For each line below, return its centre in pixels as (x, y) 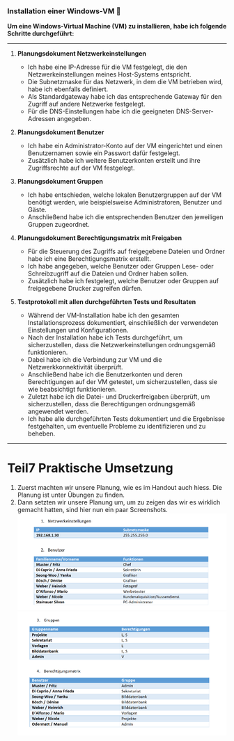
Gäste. (37, 210)
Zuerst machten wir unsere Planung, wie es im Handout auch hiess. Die (120, 488)
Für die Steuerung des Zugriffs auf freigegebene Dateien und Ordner (126, 252)
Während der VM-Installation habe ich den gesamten (103, 315)
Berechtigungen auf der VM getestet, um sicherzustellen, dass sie (123, 382)
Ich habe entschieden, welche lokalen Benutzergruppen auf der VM (125, 195)
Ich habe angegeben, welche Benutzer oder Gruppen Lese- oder (120, 266)
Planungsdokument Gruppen (60, 182)
